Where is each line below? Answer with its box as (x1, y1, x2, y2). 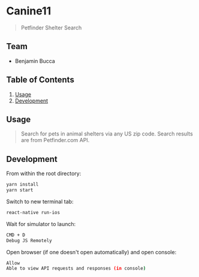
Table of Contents (6, 75, 75, 85)
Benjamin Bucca (14, 57, 55, 64)
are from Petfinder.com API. (20, 137, 90, 144)
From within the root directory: (6, 170, 82, 177)
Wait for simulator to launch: (6, 220, 76, 227)
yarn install (6, 182, 39, 188)
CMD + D (6, 232, 26, 238)
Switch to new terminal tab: (6, 198, 74, 205)
